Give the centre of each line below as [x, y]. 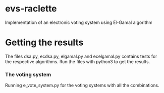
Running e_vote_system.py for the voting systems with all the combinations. [82, 86]
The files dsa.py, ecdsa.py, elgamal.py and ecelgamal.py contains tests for [81, 56]
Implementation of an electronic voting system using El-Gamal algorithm [79, 22]
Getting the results [44, 43]
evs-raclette [31, 9]
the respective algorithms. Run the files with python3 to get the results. [78, 61]
